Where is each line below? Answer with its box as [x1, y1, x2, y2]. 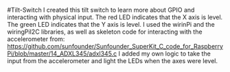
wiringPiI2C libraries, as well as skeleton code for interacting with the [7, 27, 203, 36]
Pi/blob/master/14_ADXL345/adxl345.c [7, 49, 117, 58]
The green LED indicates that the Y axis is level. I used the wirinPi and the [7, 21, 215, 28]
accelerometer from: [7, 35, 65, 43]
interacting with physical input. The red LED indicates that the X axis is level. [7, 13, 223, 21]
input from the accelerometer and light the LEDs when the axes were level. [7, 57, 218, 64]
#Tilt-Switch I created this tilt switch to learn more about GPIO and [7, 6, 195, 14]
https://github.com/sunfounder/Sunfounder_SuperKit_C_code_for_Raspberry [7, 43, 223, 50]
